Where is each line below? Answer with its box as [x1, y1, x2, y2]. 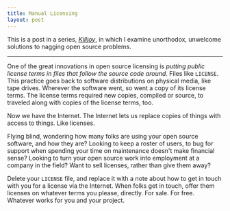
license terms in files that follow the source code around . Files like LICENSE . [7, 69, 219, 77]
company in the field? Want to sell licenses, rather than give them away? [7, 161, 211, 169]
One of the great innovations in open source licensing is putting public [7, 62, 205, 70]
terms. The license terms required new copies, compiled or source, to [7, 91, 204, 99]
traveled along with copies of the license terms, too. [7, 98, 154, 107]
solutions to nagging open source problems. [7, 42, 132, 51]
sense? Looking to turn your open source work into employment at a [7, 154, 200, 162]
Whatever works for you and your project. [7, 196, 125, 204]
